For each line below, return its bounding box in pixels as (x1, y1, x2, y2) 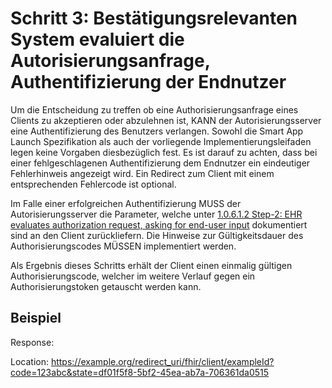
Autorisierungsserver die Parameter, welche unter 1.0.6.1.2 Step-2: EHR (10, 208, 303, 220)
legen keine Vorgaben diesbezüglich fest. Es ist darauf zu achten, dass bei (10, 146, 318, 158)
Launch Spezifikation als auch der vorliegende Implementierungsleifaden (10, 135, 312, 147)
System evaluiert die (10, 28, 185, 51)
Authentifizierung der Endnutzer (10, 71, 287, 94)
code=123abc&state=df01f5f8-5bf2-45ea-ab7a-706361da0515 (10, 366, 270, 378)
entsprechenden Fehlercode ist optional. (10, 178, 177, 190)
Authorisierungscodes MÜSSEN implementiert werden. (10, 240, 237, 252)
